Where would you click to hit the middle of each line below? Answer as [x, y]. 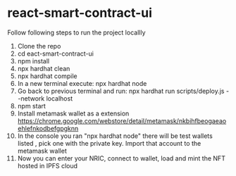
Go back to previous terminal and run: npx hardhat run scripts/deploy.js [121, 91]
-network [31, 98]
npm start [31, 106]
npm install [33, 61]
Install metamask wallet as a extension [73, 113]
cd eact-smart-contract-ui [55, 54]
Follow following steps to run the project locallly [76, 32]
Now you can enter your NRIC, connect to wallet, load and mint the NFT [121, 158]
